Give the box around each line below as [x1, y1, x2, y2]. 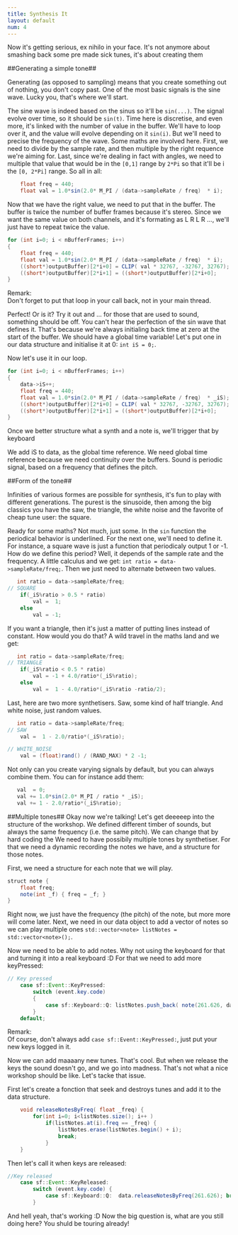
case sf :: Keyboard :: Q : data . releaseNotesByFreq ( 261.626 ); [45, 1192, 223, 1200]
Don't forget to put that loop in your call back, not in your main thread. [7, 296, 211, 305]
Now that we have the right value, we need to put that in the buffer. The [7, 200, 216, 209]
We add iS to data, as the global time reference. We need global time [7, 448, 208, 457]
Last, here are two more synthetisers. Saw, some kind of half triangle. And [7, 698, 223, 707]
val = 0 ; [16, 786, 46, 794]
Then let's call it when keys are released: [7, 1158, 127, 1167]
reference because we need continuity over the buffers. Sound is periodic [7, 455, 223, 464]
